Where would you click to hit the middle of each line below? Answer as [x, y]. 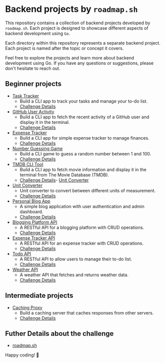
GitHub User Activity [33, 111]
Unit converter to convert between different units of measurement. [88, 190]
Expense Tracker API [34, 238]
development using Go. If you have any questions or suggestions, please [79, 63]
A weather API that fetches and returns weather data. [74, 275]
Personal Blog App [31, 201]
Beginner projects [33, 84]
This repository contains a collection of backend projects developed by [78, 23]
